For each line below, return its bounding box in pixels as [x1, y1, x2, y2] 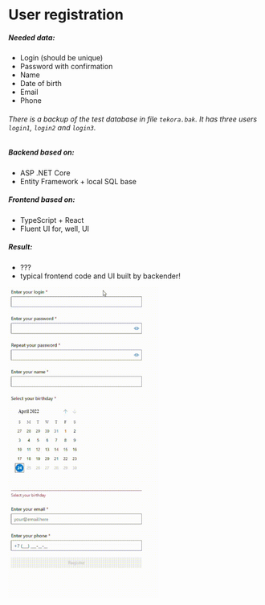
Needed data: [8, 32, 55, 42]
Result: [8, 242, 33, 252]
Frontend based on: [8, 195, 75, 204]
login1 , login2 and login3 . [8, 122, 96, 132]
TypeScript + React [19, 215, 84, 224]
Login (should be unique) [19, 53, 104, 63]
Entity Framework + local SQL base [19, 176, 137, 186]
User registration [8, 6, 124, 24]
